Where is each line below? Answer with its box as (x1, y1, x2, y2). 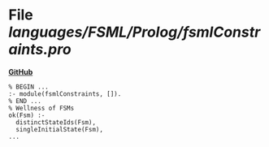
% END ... (8, 97, 42, 105)
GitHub (8, 67, 33, 76)
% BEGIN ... (8, 83, 49, 91)
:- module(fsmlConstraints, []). (8, 89, 122, 98)
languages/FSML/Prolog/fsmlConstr (8, 23, 261, 41)
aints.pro (8, 41, 72, 58)
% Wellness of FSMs (8, 104, 75, 112)
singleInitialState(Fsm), (15, 125, 104, 133)
